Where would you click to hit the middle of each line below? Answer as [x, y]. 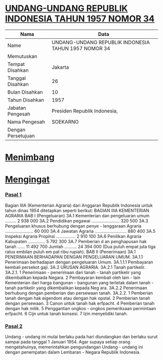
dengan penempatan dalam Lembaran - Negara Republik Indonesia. [73, 352]
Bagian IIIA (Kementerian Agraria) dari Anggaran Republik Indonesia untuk [79, 205]
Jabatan [17, 108]
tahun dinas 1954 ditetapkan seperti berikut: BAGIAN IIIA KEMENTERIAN [77, 210]
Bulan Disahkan [25, 92]
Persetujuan [21, 135]
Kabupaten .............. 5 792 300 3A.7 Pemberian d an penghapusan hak [76, 241]
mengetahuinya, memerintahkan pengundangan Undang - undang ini [74, 347]
